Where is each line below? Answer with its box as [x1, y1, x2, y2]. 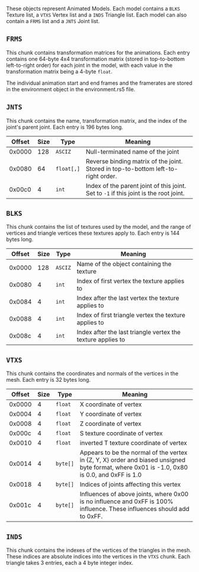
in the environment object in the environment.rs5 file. [6, 85, 136, 92]
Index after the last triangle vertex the [76, 328, 181, 337]
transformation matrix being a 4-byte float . [6, 68, 113, 75]
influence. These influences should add [79, 505, 190, 513]
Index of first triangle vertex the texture [76, 311, 185, 319]
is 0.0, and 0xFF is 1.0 [79, 471, 142, 479]
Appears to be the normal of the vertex [79, 449, 188, 457]
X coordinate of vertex [79, 400, 142, 408]
